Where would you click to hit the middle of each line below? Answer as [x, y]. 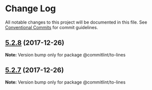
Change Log [30, 9]
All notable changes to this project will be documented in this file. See [76, 22]
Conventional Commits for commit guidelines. [51, 27]
